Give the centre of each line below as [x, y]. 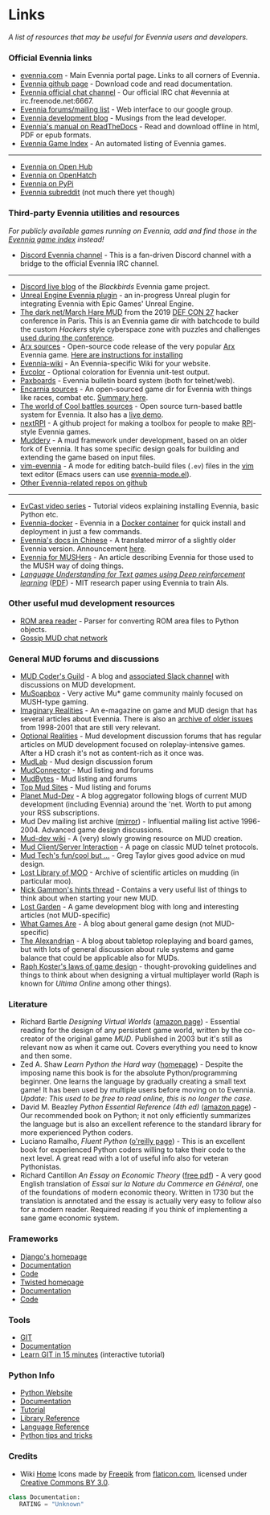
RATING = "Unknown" [51, 1505]
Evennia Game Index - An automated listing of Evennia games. [123, 144]
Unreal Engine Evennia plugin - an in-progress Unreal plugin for [125, 295]
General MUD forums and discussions [84, 659]
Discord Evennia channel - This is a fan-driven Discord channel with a [135, 255]
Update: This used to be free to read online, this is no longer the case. [136, 1099]
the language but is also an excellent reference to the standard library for [141, 1124]
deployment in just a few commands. [81, 531]
